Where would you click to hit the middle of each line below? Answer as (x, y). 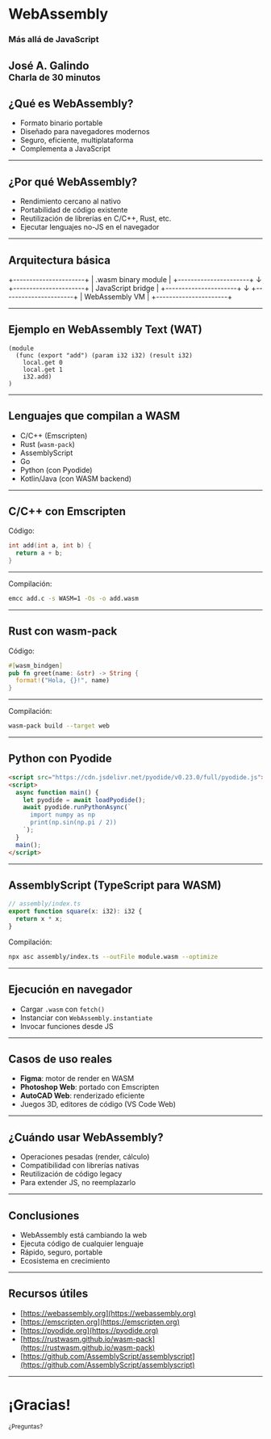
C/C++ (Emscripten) (54, 435)
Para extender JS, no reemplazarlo (78, 1183)
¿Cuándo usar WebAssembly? (86, 1137)
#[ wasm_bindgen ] (35, 665)
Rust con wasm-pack (63, 631)
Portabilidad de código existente (74, 210)
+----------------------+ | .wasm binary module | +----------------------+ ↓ (135, 279)
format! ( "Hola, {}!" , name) (63, 681)
